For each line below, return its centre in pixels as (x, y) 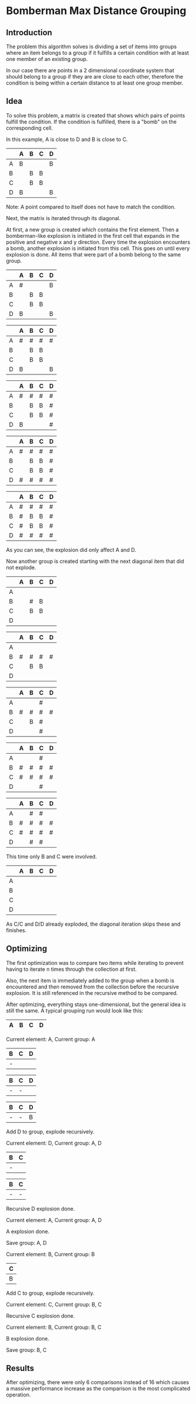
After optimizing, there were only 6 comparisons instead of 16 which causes (97, 1382)
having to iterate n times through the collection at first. (71, 969)
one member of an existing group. (47, 59)
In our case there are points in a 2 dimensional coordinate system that (90, 70)
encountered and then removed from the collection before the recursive (93, 987)
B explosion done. (28, 1338)
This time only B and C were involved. (51, 856)
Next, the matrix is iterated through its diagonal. (63, 218)
